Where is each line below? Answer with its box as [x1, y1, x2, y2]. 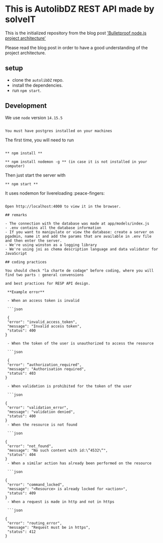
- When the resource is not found [7, 422, 78, 427]
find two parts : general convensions [5, 272, 84, 277]
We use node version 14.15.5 [5, 114, 63, 120]
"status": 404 [7, 452, 36, 457]
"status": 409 [7, 491, 36, 496]
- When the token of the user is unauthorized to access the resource [7, 341, 154, 346]
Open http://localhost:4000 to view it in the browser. [5, 204, 121, 209]
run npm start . [12, 87, 41, 93]
